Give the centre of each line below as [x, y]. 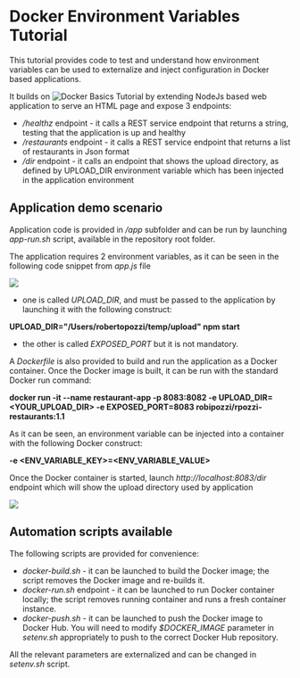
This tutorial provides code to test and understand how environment [134, 60]
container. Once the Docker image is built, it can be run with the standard [144, 370]
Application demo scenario [86, 208]
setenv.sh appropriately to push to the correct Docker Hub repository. [150, 637]
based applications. [46, 79]
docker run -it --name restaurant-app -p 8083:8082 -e [113, 397]
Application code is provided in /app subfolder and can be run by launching [148, 229]
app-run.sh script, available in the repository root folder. [112, 239]
